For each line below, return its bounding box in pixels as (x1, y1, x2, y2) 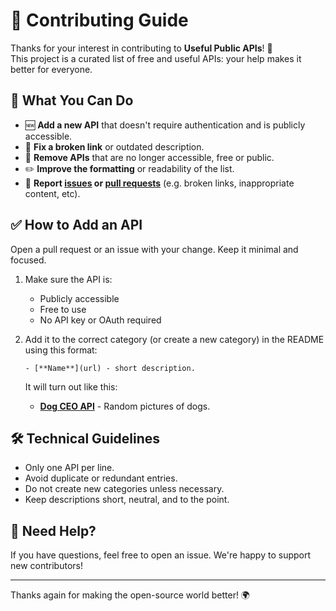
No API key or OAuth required (39, 314, 162, 326)
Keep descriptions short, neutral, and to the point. (24, 494, 230, 506)
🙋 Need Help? (10, 522, 97, 539)
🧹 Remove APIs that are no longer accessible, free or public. (24, 151, 275, 163)
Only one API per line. (24, 462, 115, 474)
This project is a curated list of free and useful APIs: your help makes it (10, 52, 302, 64)
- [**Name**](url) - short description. (24, 363, 196, 373)
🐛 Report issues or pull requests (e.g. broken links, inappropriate (24, 177, 295, 189)
